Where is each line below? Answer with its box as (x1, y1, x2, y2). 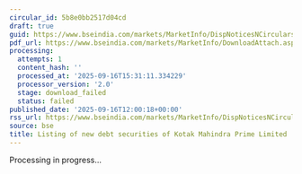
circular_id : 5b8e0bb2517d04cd (9, 13, 127, 22)
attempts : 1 (17, 55, 63, 64)
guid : (9, 30, 30, 39)
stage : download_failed (17, 88, 106, 97)
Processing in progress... (9, 154, 102, 165)
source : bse (9, 122, 54, 131)
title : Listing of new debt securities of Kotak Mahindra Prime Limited (9, 130, 288, 139)
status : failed (17, 96, 75, 106)
